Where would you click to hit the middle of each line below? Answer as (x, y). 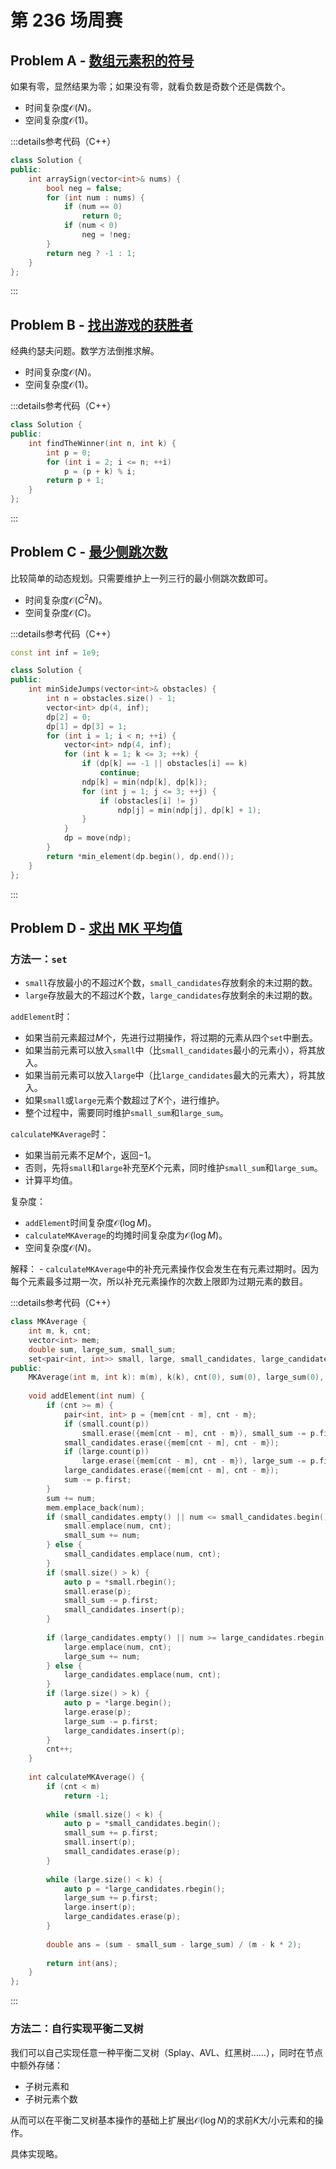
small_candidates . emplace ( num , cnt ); (142, 1554)
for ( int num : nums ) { (95, 197)
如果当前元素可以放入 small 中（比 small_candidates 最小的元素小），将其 (170, 1050)
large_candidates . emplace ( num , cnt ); (142, 1675)
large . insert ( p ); (100, 1907)
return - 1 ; (86, 1796)
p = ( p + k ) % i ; (100, 471)
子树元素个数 (51, 2098)
